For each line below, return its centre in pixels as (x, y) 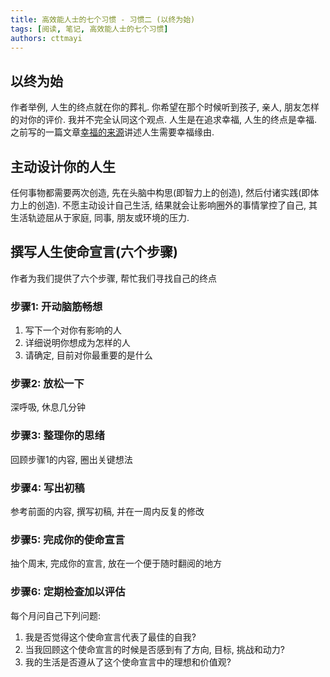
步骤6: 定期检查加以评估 (68, 592)
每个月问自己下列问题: (56, 615)
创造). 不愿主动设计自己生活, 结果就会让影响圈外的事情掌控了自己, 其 (177, 205)
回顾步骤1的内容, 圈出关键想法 (71, 459)
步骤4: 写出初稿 (47, 488)
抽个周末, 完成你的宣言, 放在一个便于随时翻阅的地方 (116, 563)
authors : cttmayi (46, 38)
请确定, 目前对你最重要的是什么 (88, 355)
